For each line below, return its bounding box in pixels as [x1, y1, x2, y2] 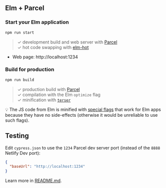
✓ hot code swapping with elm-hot [17, 44, 89, 50]
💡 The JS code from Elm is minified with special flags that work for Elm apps [5, 106, 161, 112]
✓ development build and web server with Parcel [17, 39, 117, 45]
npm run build [5, 77, 35, 82]
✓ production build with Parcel [17, 86, 80, 92]
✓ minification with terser [17, 96, 71, 103]
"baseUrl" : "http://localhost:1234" [9, 164, 85, 169]
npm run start [5, 30, 35, 35]
